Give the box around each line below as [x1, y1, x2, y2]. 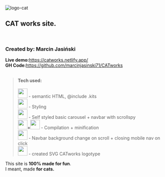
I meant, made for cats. [5, 166, 55, 172]
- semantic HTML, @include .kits [28, 94, 97, 100]
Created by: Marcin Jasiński [5, 46, 76, 53]
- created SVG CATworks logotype [28, 151, 100, 157]
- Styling [28, 104, 47, 110]
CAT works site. [5, 19, 57, 28]
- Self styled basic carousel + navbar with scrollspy [28, 114, 136, 120]
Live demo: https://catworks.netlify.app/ [5, 57, 89, 63]
